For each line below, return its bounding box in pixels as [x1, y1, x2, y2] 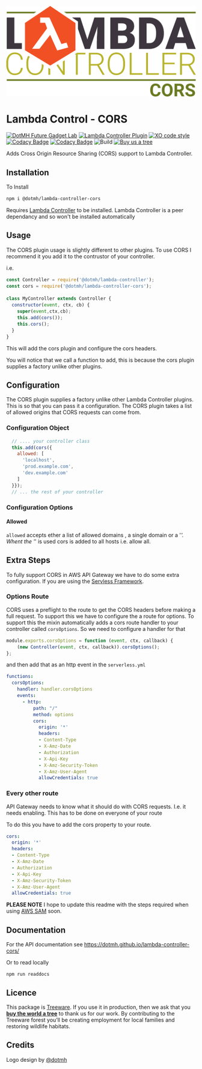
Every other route [6, 789, 59, 797]
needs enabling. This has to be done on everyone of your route [6, 809, 162, 817]
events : [17, 693, 36, 699]
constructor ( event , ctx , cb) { [11, 302, 90, 308]
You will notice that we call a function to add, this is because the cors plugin [6, 356, 194, 364]
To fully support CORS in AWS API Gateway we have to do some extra [6, 571, 179, 578]
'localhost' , [22, 457, 55, 463]
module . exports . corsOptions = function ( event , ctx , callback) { [6, 638, 173, 644]
